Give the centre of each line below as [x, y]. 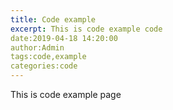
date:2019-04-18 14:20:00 [64, 38]
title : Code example [53, 19]
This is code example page [66, 94]
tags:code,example [48, 57]
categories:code [44, 66]
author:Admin [37, 47]
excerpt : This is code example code [86, 29]
